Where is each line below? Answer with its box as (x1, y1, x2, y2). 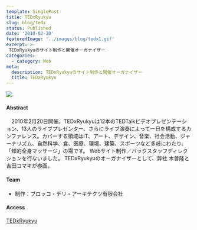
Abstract (6, 104, 28, 111)
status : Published (6, 25, 51, 31)
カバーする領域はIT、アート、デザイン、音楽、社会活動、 (42, 132, 181, 140)
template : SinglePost (6, 8, 60, 15)
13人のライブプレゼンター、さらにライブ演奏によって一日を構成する (21, 125, 187, 132)
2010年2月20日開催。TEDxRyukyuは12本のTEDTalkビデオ (11, 118, 152, 125)
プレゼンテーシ (150, 118, 188, 125)
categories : (6, 53, 35, 59)
